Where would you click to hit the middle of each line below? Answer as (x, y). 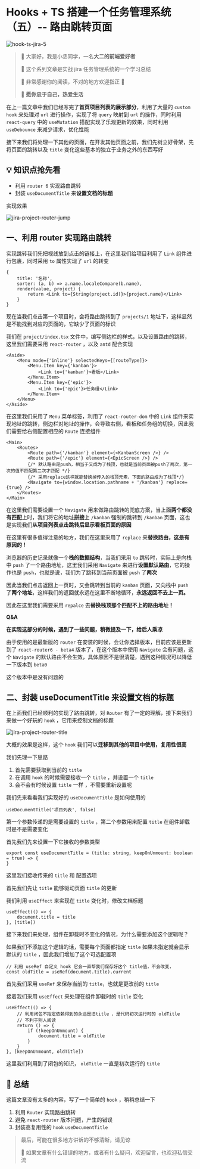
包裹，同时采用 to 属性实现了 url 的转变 (60, 261)
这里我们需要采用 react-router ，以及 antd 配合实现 (70, 344)
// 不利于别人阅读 (37, 1021)
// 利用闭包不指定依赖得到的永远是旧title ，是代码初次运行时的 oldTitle (99, 1014)
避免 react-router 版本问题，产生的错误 (64, 1120)
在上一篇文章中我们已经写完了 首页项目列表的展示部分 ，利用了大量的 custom (98, 107)
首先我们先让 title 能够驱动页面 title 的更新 (62, 888)
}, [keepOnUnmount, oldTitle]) (45, 1052)
